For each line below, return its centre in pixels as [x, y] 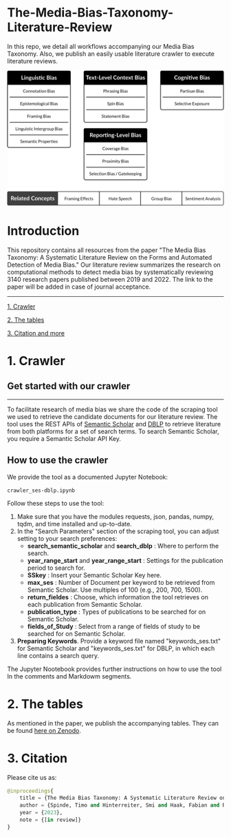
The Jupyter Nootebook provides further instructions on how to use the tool [114, 669]
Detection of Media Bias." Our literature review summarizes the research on [114, 265]
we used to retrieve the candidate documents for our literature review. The [112, 416]
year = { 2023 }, [41, 813]
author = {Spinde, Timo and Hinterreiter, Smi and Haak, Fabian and [120, 805]
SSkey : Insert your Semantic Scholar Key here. [95, 575]
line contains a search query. [58, 655]
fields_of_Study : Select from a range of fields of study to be [114, 626]
